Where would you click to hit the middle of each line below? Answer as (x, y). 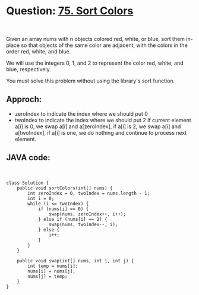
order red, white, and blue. (39, 51)
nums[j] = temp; (48, 276)
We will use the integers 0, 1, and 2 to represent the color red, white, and (95, 63)
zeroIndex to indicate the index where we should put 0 (81, 113)
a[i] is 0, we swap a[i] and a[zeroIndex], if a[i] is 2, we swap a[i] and (98, 126)
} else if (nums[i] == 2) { (73, 219)
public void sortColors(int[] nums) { (65, 188)
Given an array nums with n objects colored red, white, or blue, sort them (96, 39)
